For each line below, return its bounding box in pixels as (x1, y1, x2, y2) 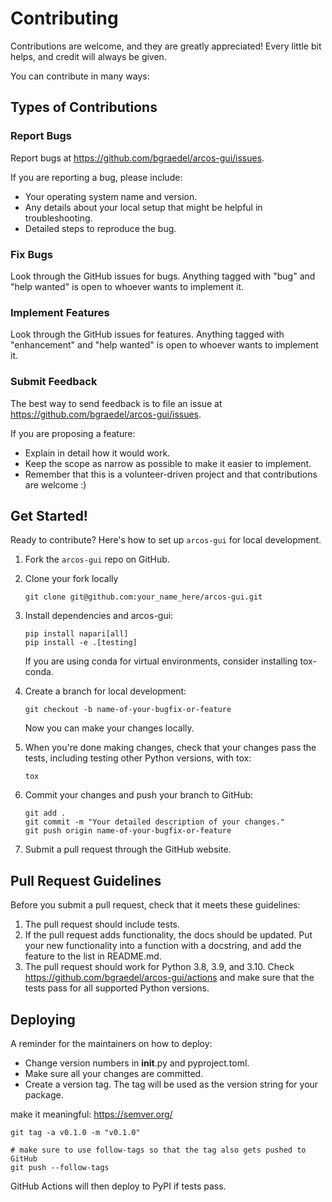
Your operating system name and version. (24, 190, 198, 202)
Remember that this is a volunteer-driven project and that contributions (24, 468, 318, 480)
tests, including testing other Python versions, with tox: (24, 752, 252, 764)
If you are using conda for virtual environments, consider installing (24, 655, 298, 667)
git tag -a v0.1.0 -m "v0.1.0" (10, 1127, 141, 1137)
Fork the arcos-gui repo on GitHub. (24, 553, 170, 566)
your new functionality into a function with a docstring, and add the (24, 940, 302, 952)
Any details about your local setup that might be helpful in (24, 201, 263, 213)
